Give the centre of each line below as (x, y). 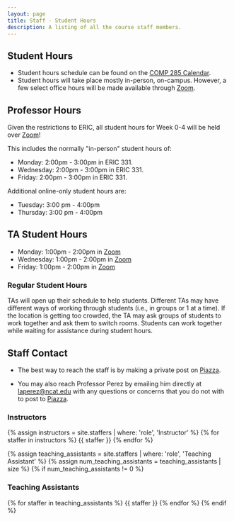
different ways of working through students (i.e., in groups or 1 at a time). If (116, 308)
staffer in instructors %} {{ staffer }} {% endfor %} (80, 440)
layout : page (27, 14)
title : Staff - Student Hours (52, 21)
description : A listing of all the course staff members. (94, 27)
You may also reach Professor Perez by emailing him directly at (110, 383)
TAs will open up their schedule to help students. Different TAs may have (113, 301)
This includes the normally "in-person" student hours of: (89, 149)
